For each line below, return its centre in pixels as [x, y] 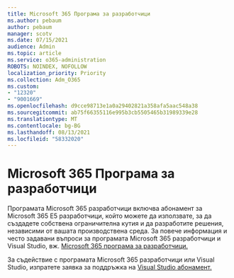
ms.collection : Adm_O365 [44, 80]
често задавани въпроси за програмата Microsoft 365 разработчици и [114, 238]
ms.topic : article [34, 54]
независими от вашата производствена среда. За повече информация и [117, 231]
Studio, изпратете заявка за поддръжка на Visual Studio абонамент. [110, 267]
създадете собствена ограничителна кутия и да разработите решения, [116, 224]
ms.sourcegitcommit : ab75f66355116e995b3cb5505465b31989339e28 [103, 112]
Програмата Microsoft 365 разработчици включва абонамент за [105, 209]
